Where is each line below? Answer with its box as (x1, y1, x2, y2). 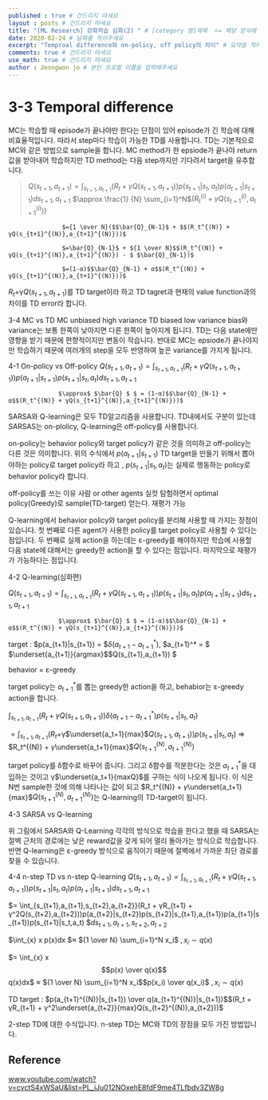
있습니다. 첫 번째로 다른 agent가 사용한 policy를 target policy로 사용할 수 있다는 (8, 526, 258, 535)
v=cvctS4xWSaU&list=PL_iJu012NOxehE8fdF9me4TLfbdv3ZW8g (8, 1082, 225, 1093)
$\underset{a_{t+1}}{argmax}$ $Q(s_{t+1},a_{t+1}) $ (8, 649, 177, 659)
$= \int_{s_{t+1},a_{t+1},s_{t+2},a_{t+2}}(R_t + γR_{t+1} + (8, 901, 193, 910)
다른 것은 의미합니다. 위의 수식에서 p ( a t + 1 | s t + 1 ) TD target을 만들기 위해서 (8, 448, 241, 460)
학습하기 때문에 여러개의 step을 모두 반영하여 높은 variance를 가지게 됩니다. (16, 345, 253, 355)
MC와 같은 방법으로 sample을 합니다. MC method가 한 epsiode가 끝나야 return (8, 145, 258, 155)
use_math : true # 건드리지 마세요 (8, 57, 112, 65)
